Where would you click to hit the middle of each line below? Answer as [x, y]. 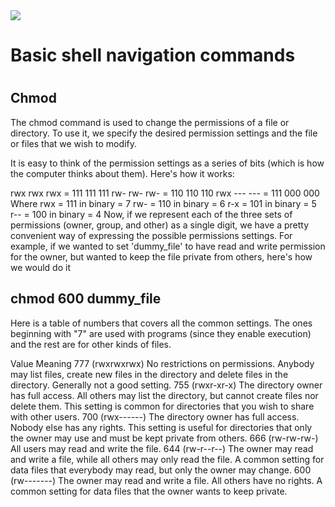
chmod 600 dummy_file [86, 299]
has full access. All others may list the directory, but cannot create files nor [164, 395]
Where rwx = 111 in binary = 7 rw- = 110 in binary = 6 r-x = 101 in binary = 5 [163, 203]
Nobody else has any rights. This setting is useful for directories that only [161, 427]
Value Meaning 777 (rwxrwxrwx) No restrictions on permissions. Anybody [162, 363]
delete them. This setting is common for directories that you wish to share [162, 406]
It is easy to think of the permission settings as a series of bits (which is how [167, 163]
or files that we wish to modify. [73, 143]
